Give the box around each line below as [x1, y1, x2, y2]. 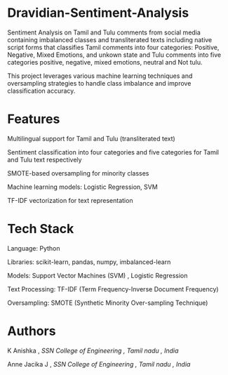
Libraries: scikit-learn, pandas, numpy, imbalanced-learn [7, 258, 171, 266]
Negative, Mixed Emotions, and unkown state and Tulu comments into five [7, 51, 222, 59]
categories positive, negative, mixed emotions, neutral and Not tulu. [7, 58, 203, 66]
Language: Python [7, 244, 61, 252]
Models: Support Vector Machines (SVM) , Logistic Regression [7, 271, 188, 279]
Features [7, 111, 60, 127]
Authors [7, 323, 56, 338]
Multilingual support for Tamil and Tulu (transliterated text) [7, 134, 175, 143]
